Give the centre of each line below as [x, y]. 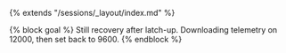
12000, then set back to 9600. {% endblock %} [96, 39]
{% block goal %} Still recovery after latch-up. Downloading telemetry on [143, 30]
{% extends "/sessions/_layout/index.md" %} [92, 13]
